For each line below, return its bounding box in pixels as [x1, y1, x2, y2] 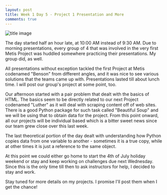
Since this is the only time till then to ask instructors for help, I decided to [5, 163, 155, 170]
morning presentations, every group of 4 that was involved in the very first [5, 45, 158, 51]
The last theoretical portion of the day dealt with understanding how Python [5, 133, 161, 139]
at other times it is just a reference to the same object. [5, 143, 116, 149]
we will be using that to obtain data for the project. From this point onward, [5, 112, 159, 118]
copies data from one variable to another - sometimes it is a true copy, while [5, 138, 162, 144]
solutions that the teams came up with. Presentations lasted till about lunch [5, 76, 160, 82]
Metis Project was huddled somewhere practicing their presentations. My [5, 50, 156, 56]
